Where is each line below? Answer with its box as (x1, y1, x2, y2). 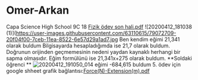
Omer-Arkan (6, 4, 70, 17)
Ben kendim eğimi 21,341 (119, 36, 180, 43)
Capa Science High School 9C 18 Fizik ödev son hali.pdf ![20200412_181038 (6, 23, 192, 30)
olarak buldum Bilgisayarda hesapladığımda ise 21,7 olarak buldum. (6, 42, 171, 49)
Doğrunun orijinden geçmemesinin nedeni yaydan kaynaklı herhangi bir (6, 48, 181, 55)
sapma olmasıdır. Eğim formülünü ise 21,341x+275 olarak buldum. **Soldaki (6, 55, 192, 62)
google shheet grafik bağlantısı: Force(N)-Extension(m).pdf (6, 67, 150, 74)
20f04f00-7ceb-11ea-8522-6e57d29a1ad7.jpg (6, 36, 118, 43)
